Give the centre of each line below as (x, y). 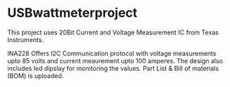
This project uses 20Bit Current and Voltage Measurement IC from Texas (113, 32)
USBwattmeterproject (72, 13)
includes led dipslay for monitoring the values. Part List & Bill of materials (113, 68)
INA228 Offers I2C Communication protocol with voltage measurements (112, 53)
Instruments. (26, 39)
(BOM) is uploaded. (36, 76)
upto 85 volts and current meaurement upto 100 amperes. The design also (115, 60)
